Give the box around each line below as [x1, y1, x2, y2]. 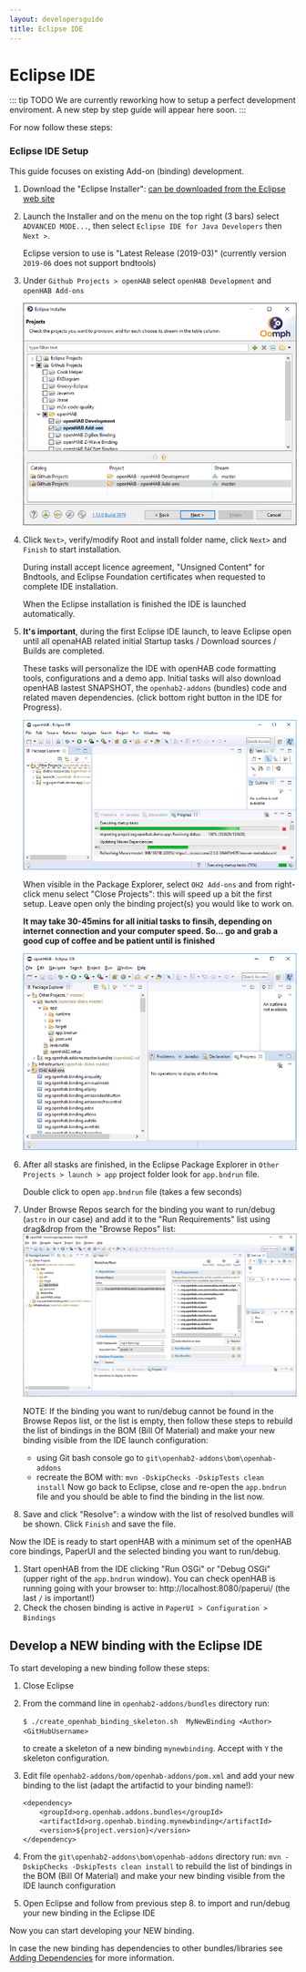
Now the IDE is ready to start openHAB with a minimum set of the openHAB [9, 1535, 292, 1546]
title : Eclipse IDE [9, 24, 84, 34]
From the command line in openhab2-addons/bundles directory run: [22, 1698, 270, 1709]
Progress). [22, 702, 62, 713]
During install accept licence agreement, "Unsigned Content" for [22, 561, 266, 573]
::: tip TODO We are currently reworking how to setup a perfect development [9, 95, 296, 106]
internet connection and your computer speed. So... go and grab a [22, 926, 279, 937]
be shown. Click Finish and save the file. [22, 1518, 176, 1529]
